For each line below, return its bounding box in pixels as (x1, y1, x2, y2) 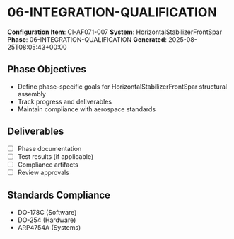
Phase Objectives (7, 63, 86, 75)
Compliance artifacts (17, 160, 79, 169)
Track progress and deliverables (17, 97, 112, 106)
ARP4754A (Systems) (17, 223, 81, 231)
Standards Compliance (7, 189, 111, 201)
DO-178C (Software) (17, 208, 77, 216)
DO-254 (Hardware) (17, 216, 76, 224)
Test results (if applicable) (17, 152, 94, 160)
